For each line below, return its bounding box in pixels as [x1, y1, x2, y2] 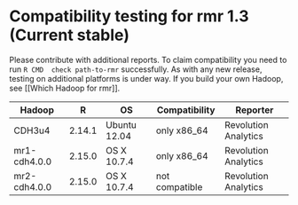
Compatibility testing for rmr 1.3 [9, 6, 249, 27]
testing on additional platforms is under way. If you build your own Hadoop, [9, 73, 284, 83]
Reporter [235, 104, 274, 116]
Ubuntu [106, 118, 137, 130]
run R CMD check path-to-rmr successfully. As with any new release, [9, 64, 263, 75]
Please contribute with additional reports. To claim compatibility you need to [9, 54, 287, 65]
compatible [155, 180, 203, 193]
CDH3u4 [13, 124, 51, 137]
